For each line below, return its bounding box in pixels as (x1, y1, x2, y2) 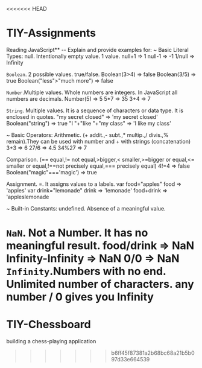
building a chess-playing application (6, 338, 96, 345)
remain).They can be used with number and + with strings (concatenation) (6, 138, 191, 145)
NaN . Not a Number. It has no (6, 226, 148, 240)
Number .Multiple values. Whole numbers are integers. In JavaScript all (6, 89, 178, 96)
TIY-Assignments (6, 27, 96, 40)
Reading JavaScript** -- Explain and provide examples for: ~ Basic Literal (6, 46, 189, 53)
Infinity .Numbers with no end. (6, 265, 166, 278)
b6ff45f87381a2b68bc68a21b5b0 (111, 349, 195, 357)
